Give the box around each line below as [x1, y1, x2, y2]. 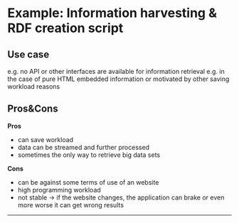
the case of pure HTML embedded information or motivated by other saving [7, 75, 230, 83]
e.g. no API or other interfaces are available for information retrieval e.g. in [7, 67, 225, 75]
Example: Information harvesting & [7, 5, 217, 21]
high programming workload [17, 185, 101, 194]
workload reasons [7, 82, 60, 90]
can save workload [17, 135, 73, 143]
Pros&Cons [7, 103, 58, 115]
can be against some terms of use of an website [17, 178, 159, 186]
